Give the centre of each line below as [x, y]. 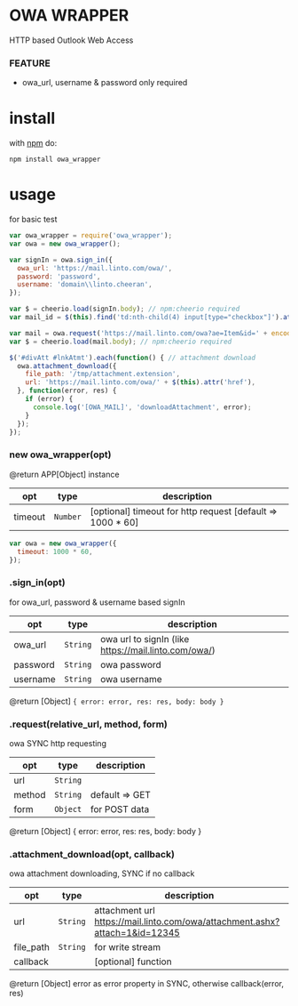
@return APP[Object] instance [64, 474]
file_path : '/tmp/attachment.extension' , [102, 374]
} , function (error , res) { [67, 391]
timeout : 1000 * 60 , [55, 551]
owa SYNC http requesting [58, 743]
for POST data [120, 809]
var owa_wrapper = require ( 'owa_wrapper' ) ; [91, 236]
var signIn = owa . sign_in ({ [61, 260]
